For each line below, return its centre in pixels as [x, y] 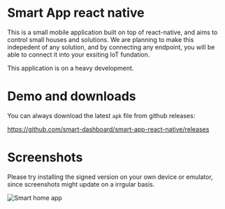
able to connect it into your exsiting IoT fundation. [79, 55]
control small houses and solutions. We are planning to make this [101, 39]
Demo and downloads [72, 96]
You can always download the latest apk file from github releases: [101, 115]
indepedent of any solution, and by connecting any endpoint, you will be [111, 47]
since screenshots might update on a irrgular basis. [81, 184]
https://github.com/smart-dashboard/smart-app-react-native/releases [108, 129]
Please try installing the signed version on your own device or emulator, [110, 177]
